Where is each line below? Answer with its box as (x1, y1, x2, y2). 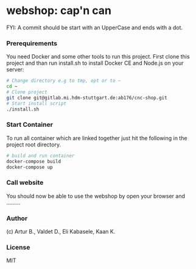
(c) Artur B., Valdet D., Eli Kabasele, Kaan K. (6, 228, 116, 235)
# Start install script (6, 100, 67, 107)
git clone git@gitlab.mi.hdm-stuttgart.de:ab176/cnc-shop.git (6, 95, 167, 101)
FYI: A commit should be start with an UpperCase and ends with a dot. (6, 24, 183, 31)
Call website (6, 178, 44, 187)
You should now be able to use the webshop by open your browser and (6, 192, 186, 199)
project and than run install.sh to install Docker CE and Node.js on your (6, 59, 184, 67)
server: (6, 66, 24, 73)
